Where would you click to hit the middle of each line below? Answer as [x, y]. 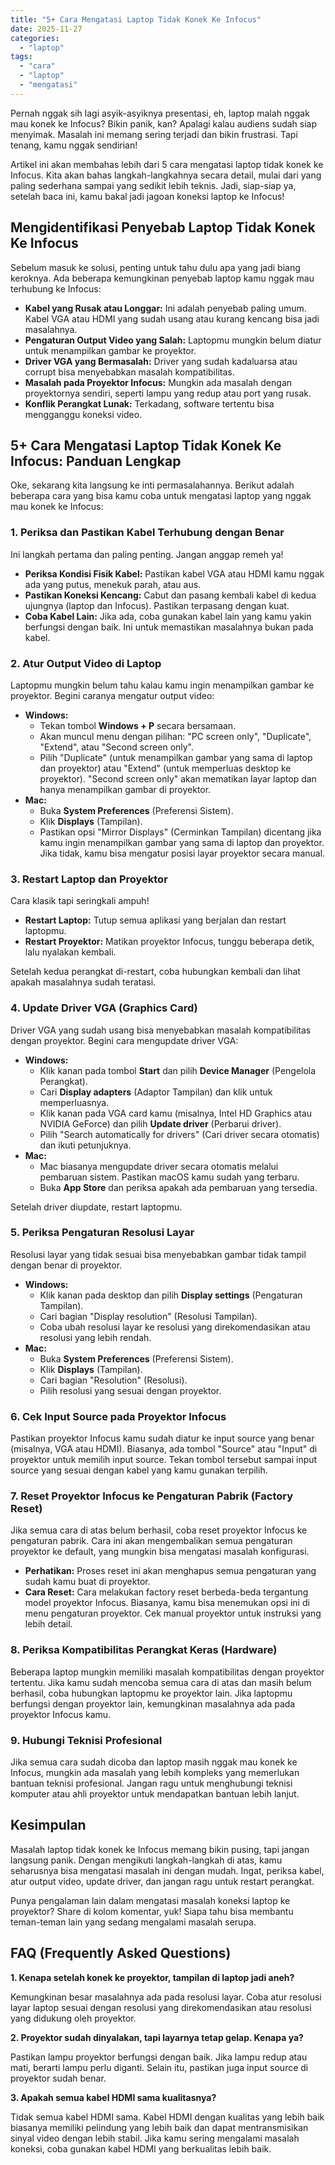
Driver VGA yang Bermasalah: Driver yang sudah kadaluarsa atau [161, 361]
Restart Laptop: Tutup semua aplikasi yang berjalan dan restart [155, 920]
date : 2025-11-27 [46, 29]
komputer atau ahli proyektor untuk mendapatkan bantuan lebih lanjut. [155, 1794]
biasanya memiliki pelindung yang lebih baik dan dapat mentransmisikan [159, 2127]
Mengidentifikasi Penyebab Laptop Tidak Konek [163, 227]
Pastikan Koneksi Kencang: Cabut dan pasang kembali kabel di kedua [170, 595]
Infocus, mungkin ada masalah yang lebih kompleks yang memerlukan [155, 1773]
